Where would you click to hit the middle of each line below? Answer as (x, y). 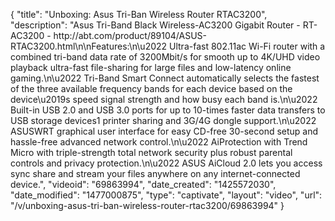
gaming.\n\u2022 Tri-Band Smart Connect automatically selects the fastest (165, 78)
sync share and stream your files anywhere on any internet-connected (155, 173)
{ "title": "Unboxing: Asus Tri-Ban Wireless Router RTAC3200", (139, 14)
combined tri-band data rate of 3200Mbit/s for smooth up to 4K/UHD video (165, 57)
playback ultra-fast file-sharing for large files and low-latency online (151, 67)
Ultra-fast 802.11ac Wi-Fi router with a (247, 46)
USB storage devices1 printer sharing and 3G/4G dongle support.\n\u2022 (163, 120)
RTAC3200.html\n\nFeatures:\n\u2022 (89, 46)
